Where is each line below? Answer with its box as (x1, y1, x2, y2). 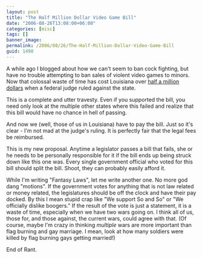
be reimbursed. (6, 133, 44, 141)
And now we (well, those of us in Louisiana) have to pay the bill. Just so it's (6, 121, 194, 128)
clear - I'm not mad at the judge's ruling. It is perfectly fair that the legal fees (6, 127, 197, 134)
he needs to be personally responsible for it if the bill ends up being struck (6, 151, 192, 159)
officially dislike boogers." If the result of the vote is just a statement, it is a (6, 202, 192, 209)
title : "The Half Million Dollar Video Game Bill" (6, 15, 137, 21)
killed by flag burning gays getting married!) (6, 234, 116, 241)
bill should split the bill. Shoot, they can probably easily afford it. (6, 164, 166, 171)
